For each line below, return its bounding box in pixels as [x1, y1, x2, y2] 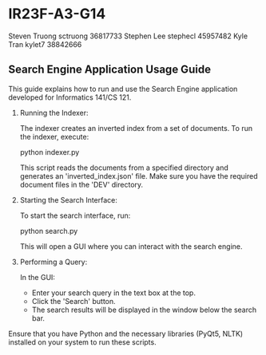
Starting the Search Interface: [19, 195, 118, 204]
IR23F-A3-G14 [8, 5, 106, 23]
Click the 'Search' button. [31, 296, 116, 306]
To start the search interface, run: [19, 211, 131, 220]
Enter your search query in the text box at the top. [31, 288, 196, 298]
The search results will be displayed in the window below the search [31, 305, 257, 314]
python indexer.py [19, 147, 80, 156]
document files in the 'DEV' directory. [19, 179, 144, 189]
